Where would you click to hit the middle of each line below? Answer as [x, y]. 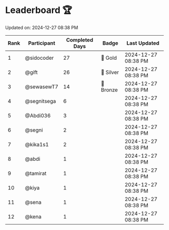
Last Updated [143, 43]
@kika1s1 [37, 144]
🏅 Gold [109, 58]
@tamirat [36, 173]
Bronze [109, 90]
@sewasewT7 [42, 86]
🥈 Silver [110, 72]
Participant [41, 43]
